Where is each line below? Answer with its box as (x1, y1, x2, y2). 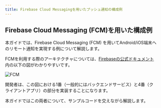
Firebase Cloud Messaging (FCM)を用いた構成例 (5, 26, 153, 34)
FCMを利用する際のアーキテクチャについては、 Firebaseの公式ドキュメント (5, 56, 154, 62)
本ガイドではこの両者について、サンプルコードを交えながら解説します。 (5, 98, 148, 104)
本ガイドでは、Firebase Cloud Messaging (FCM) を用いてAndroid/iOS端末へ (5, 40, 157, 46)
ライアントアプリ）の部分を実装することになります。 (5, 88, 111, 94)
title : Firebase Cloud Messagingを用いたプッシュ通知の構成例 (5, 7, 123, 12)
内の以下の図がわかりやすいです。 (5, 62, 73, 68)
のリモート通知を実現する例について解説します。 (5, 46, 102, 52)
